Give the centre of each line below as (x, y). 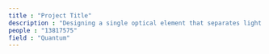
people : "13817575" (43, 30)
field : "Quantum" (39, 38)
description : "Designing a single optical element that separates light (135, 23)
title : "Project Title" (50, 15)
